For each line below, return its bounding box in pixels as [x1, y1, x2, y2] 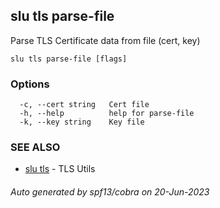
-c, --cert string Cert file [19, 100, 150, 110]
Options [10, 77, 50, 91]
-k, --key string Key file [19, 117, 145, 128]
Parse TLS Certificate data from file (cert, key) [10, 34, 201, 46]
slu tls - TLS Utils [24, 163, 96, 175]
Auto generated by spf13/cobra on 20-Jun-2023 [10, 186, 210, 198]
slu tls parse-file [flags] [10, 54, 128, 64]
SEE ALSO [10, 140, 61, 154]
